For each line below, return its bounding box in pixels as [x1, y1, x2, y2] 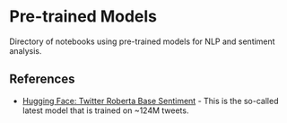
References [9, 72, 75, 87]
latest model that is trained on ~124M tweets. [22, 105, 189, 116]
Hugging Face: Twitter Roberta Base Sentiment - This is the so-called [22, 95, 279, 106]
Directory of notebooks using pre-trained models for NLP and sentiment [9, 36, 275, 47]
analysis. [9, 45, 42, 56]
